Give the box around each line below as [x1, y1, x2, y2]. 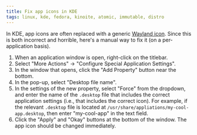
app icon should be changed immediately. [14, 122, 116, 129]
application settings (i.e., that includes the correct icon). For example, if [14, 97, 188, 104]
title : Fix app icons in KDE [6, 8, 78, 15]
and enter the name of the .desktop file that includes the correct [14, 91, 171, 98]
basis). [34, 42, 51, 50]
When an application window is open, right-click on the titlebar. [14, 54, 168, 61]
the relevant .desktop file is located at [14, 103, 106, 110]
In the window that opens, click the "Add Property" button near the [14, 66, 176, 73]
